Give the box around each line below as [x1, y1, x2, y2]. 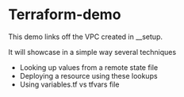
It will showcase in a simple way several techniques [8, 47, 177, 56]
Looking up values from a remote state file [19, 62, 159, 72]
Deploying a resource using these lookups [19, 71, 158, 80]
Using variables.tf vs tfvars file [19, 80, 121, 89]
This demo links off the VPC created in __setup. [8, 32, 163, 41]
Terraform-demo [8, 6, 121, 24]
